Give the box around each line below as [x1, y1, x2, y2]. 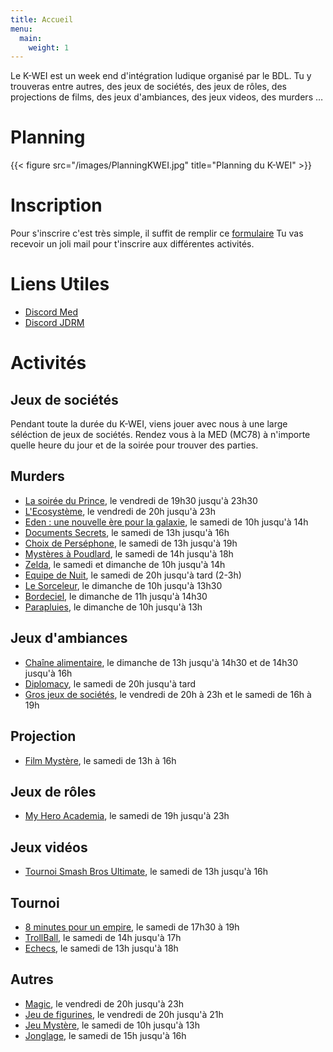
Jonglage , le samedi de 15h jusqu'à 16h [24, 1029, 187, 1041]
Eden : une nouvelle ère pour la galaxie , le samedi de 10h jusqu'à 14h [24, 516, 309, 528]
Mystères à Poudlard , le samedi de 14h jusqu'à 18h [24, 547, 234, 560]
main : [19, 33, 43, 43]
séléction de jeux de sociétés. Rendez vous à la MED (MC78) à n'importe [10, 429, 311, 441]
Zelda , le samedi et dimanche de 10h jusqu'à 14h [24, 558, 226, 570]
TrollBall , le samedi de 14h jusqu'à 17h [24, 931, 182, 943]
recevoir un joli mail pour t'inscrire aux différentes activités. [10, 238, 255, 250]
